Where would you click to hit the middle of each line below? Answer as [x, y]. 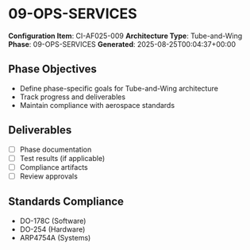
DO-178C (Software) [53, 221]
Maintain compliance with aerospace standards [97, 105]
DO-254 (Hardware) [52, 229]
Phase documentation [56, 149]
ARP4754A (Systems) [55, 237]
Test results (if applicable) [62, 158]
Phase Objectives [52, 69]
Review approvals [48, 176]
